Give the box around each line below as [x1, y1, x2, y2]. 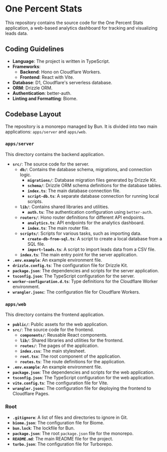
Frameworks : [12, 63, 41, 69]
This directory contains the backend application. [5, 151, 105, 157]
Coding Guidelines [5, 45, 64, 53]
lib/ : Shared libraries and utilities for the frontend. [19, 337, 124, 344]
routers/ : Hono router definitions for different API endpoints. [19, 214, 145, 220]
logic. [19, 172, 31, 178]
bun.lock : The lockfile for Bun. [12, 425, 75, 431]
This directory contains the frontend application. [5, 312, 105, 318]
